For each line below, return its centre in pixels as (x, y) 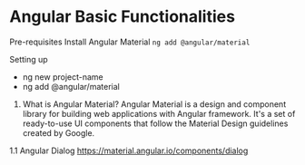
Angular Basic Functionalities (123, 17)
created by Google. (59, 132)
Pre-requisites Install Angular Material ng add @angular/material (130, 42)
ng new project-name (63, 77)
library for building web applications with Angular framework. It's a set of (159, 113)
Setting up (29, 59)
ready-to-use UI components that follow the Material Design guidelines (155, 123)
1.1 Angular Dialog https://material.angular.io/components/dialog (129, 150)
